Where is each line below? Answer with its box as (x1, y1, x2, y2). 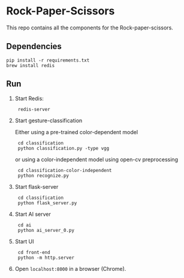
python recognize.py (17, 173, 69, 179)
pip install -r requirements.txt (6, 57, 90, 64)
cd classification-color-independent (17, 167, 112, 173)
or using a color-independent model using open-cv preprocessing (14, 156, 179, 163)
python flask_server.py (17, 200, 77, 206)
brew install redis (6, 62, 55, 68)
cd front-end (17, 249, 50, 255)
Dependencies (6, 41, 62, 52)
